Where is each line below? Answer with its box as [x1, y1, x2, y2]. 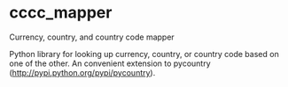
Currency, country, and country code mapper [9, 32, 175, 42]
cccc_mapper [9, 3, 113, 23]
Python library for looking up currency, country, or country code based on [9, 48, 279, 59]
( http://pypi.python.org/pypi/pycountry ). [9, 67, 156, 77]
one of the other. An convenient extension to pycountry [9, 58, 211, 69]
